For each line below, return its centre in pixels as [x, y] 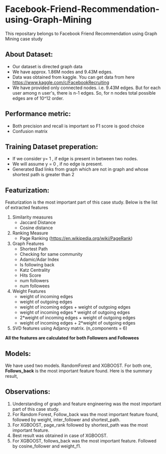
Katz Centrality [35, 270]
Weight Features [29, 291]
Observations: [28, 392]
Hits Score [30, 275]
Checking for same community [51, 254]
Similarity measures [32, 217]
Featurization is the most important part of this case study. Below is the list [81, 202]
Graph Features [28, 244]
